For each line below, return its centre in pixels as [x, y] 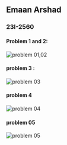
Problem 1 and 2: [27, 41]
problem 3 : [20, 68]
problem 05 [21, 122]
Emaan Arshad [34, 10]
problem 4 [19, 95]
